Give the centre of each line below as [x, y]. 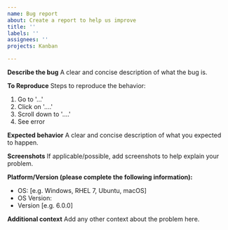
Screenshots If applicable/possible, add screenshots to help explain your [113, 156]
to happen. [23, 143]
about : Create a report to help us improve [72, 20]
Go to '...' [30, 99]
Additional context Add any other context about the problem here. [103, 219]
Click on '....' [35, 107]
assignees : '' [28, 40]
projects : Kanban [33, 46]
